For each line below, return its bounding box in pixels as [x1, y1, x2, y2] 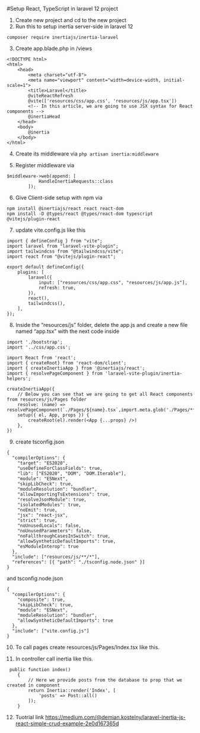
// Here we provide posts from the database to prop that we [28, 677, 183, 683]
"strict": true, [17, 517, 58, 523]
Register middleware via [15, 162, 75, 169]
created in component [7, 682, 61, 688]
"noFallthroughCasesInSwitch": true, [17, 533, 111, 539]
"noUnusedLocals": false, [17, 523, 82, 529]
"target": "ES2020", [17, 460, 68, 466]
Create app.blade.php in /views [15, 45, 93, 52]
